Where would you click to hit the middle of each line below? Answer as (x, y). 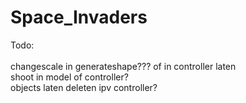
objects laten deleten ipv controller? (84, 87)
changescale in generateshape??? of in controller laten (123, 66)
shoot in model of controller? (69, 77)
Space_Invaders (79, 17)
